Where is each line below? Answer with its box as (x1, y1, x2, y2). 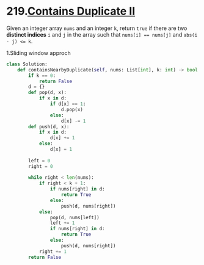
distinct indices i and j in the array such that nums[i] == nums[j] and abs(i (6, 31, 198, 38)
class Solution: (6, 61, 48, 67)
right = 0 (28, 163, 53, 169)
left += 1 (49, 220, 75, 227)
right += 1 (38, 249, 67, 255)
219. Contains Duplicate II (6, 4, 136, 18)
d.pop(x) (60, 106, 84, 112)
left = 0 (28, 158, 51, 164)
